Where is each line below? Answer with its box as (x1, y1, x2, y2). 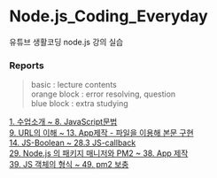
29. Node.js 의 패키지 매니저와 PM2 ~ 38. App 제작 (9, 148, 189, 159)
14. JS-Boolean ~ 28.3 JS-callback (9, 137, 136, 148)
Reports (9, 59, 44, 72)
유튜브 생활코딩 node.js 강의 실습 (9, 36, 124, 47)
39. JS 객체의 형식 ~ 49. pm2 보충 (9, 159, 129, 170)
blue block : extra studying (30, 98, 128, 109)
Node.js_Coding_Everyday (9, 6, 208, 27)
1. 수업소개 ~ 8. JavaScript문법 (9, 117, 118, 128)
